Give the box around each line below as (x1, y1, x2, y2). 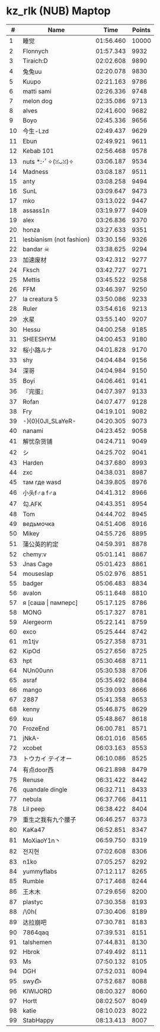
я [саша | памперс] (23, 598, 78, 607)
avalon (23, 588, 41, 597)
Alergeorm (23, 618, 52, 626)
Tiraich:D (23, 57, 49, 65)
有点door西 (23, 765, 54, 774)
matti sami (23, 87, 52, 95)
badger (23, 579, 43, 587)
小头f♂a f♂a (23, 488, 56, 497)
